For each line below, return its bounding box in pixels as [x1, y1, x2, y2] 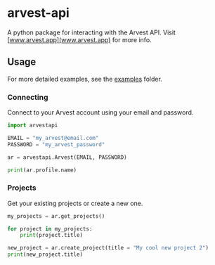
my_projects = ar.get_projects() [7, 212, 105, 219]
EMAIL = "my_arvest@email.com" [7, 134, 99, 141]
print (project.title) [20, 232, 83, 239]
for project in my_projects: [7, 225, 93, 233]
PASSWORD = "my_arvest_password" [7, 141, 105, 148]
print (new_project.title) [7, 251, 83, 258]
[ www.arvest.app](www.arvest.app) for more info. [7, 35, 152, 44]
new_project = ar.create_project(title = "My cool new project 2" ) [7, 245, 209, 252]
